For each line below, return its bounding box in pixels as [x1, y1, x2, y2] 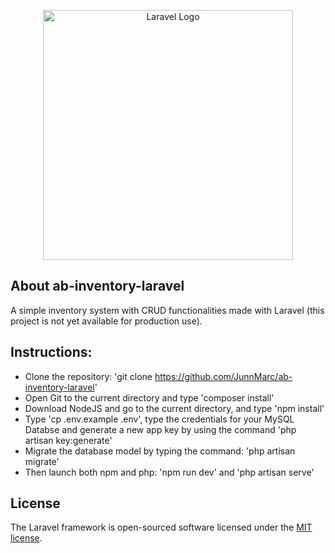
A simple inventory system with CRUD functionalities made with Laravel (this [10, 304, 325, 316]
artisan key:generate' [24, 434, 113, 446]
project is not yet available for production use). [10, 315, 203, 327]
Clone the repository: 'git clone [24, 370, 153, 382]
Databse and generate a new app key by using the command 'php [24, 423, 297, 435]
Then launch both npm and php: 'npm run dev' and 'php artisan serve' [24, 466, 315, 478]
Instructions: [10, 344, 93, 361]
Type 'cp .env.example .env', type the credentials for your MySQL [24, 413, 295, 425]
